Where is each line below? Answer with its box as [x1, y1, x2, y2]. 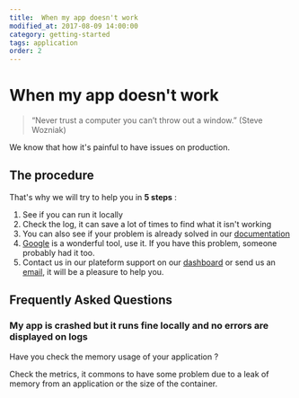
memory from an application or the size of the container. [9, 378, 218, 389]
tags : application [9, 38, 78, 48]
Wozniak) [31, 125, 67, 136]
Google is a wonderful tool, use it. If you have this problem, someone [22, 237, 277, 248]
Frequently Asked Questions [9, 293, 173, 308]
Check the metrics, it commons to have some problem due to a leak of [9, 368, 269, 379]
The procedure [9, 168, 94, 183]
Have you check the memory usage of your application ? [9, 351, 219, 362]
